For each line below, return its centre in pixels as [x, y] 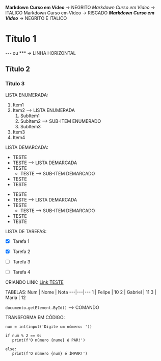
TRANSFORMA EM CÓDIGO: [35, 317]
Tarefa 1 [21, 241]
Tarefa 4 [21, 272]
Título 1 [21, 39]
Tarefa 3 [21, 262]
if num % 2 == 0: [24, 335]
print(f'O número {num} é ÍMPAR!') [50, 353]
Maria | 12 [16, 297]
